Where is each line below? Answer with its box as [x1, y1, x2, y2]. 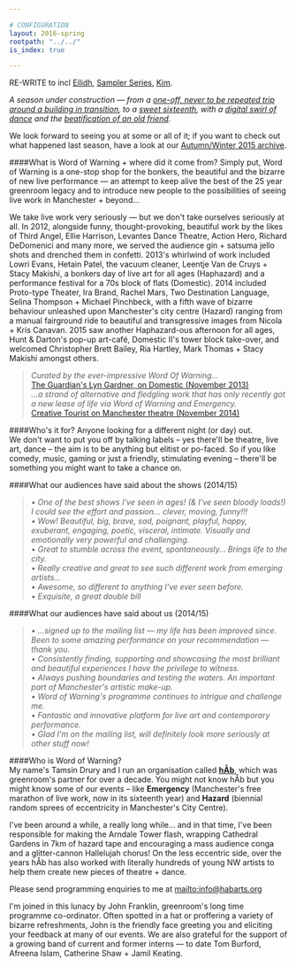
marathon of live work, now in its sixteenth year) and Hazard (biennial [9, 793, 263, 804]
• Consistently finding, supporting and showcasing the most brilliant [30, 654, 280, 664]
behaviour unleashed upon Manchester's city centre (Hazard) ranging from [9, 306, 283, 317]
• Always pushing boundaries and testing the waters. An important [30, 672, 276, 683]
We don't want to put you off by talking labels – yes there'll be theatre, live [9, 435, 279, 445]
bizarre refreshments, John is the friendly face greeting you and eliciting [9, 920, 273, 931]
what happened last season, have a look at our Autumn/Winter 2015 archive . [9, 140, 287, 151]
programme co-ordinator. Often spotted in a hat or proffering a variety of [9, 910, 274, 921]
